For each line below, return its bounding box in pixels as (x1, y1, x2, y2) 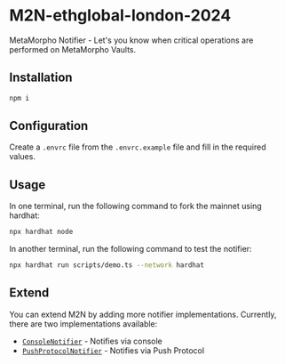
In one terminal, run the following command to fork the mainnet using (9, 201, 262, 212)
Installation (9, 70, 73, 85)
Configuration (9, 118, 89, 133)
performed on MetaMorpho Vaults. (9, 44, 136, 54)
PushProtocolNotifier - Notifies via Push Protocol (21, 344, 205, 356)
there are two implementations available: (9, 318, 158, 329)
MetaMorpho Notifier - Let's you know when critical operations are (9, 35, 254, 45)
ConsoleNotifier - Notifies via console (21, 336, 162, 346)
